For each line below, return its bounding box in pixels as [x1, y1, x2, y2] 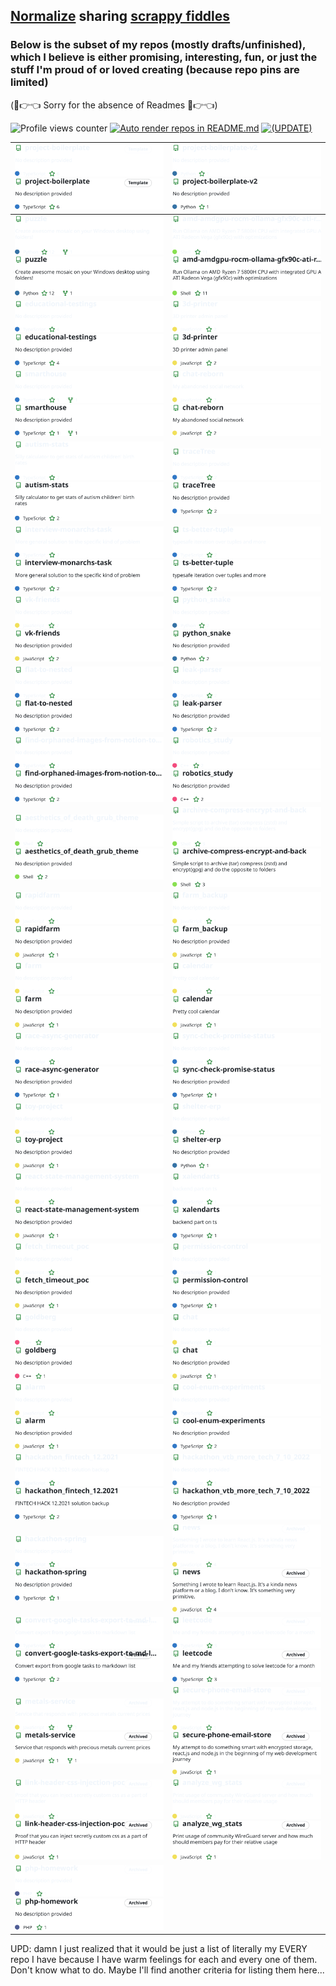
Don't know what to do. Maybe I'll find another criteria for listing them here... [10, 1964, 325, 1976]
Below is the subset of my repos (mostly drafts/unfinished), [10, 38, 306, 52]
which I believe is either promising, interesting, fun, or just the [10, 50, 318, 64]
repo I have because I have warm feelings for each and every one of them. [10, 1954, 318, 1966]
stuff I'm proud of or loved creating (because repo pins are [10, 63, 300, 77]
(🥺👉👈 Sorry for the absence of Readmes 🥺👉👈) [10, 99, 218, 111]
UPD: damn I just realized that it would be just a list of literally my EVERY [10, 1943, 308, 1955]
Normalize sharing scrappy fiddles [10, 8, 231, 25]
